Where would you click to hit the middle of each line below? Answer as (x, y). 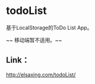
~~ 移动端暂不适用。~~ (34, 40)
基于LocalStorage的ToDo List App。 (49, 27)
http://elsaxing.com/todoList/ (41, 75)
